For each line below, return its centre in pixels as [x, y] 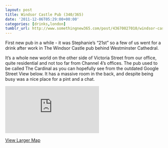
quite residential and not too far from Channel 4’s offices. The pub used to [81, 63]
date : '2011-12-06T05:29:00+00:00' [42, 19]
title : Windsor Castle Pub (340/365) [44, 15]
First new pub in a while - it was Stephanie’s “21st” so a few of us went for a [83, 43]
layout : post [19, 10]
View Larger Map [23, 140]
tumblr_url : [17, 29]
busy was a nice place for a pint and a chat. [50, 79]
